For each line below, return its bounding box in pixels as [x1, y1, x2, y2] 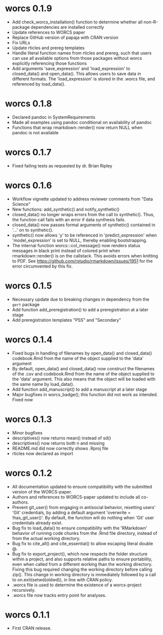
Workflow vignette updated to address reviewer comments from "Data [12, 196, 153, 202]
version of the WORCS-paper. [12, 489, 72, 494]
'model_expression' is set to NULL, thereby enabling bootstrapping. [12, 237, 147, 243]
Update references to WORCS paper [12, 29, 85, 35]
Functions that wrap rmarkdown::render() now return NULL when [12, 125, 143, 130]
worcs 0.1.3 [5, 414, 52, 425]
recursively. [12, 587, 36, 593]
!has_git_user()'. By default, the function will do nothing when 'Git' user [12, 514, 154, 521]
